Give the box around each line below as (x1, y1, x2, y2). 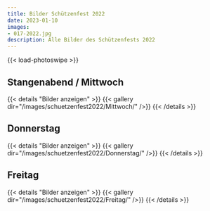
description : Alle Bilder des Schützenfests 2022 (7, 37, 156, 44)
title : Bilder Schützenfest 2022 (7, 10, 105, 18)
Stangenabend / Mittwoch (7, 76, 124, 88)
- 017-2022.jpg (7, 30, 52, 37)
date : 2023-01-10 (7, 17, 58, 24)
